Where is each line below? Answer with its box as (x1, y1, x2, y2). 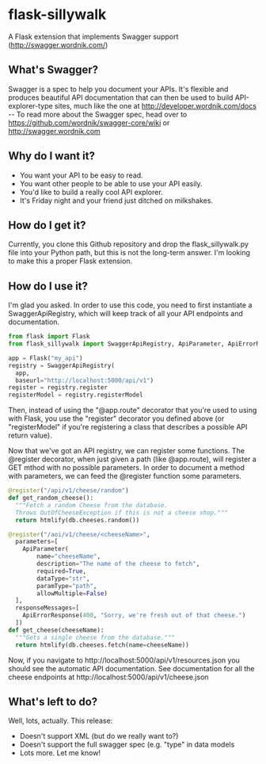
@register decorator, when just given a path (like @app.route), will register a (8, 454, 257, 464)
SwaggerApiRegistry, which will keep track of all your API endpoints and (8, 309, 244, 319)
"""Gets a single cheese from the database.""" (15, 633, 176, 641)
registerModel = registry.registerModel (8, 391, 144, 399)
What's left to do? (8, 695, 98, 709)
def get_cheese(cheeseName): (8, 626, 104, 634)
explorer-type (8, 101, 53, 110)
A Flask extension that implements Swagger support (8, 32, 179, 41)
